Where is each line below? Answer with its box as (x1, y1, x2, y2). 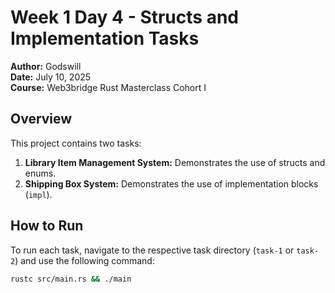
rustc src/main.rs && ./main (10, 274, 132, 284)
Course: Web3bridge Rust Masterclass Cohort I (10, 81, 207, 93)
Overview (10, 111, 73, 128)
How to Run (10, 217, 84, 235)
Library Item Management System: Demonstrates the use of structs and (24, 156, 326, 168)
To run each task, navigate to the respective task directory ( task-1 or (10, 244, 295, 256)
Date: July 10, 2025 (10, 71, 92, 83)
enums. (24, 167, 57, 179)
